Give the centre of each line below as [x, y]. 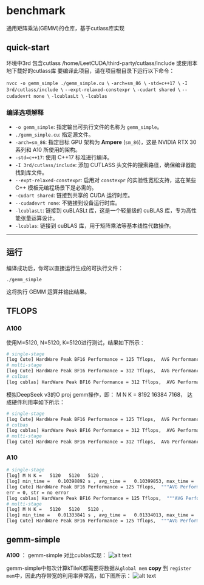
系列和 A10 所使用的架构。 [48, 150]
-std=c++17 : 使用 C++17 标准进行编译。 [64, 157]
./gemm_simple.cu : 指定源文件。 [54, 135]
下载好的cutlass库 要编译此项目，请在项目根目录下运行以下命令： [93, 70]
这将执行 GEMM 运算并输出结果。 [48, 292]
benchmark [36, 11]
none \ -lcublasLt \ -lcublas [70, 96]
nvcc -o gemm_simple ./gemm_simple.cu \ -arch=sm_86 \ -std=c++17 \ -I [97, 83]
